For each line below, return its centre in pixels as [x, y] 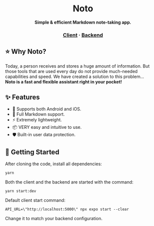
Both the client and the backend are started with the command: [69, 182]
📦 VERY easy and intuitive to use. [47, 127]
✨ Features [22, 97]
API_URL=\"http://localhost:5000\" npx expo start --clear [67, 209]
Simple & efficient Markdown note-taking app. [83, 22]
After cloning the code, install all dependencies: [54, 164]
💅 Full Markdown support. [38, 114]
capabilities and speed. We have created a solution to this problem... [75, 76]
